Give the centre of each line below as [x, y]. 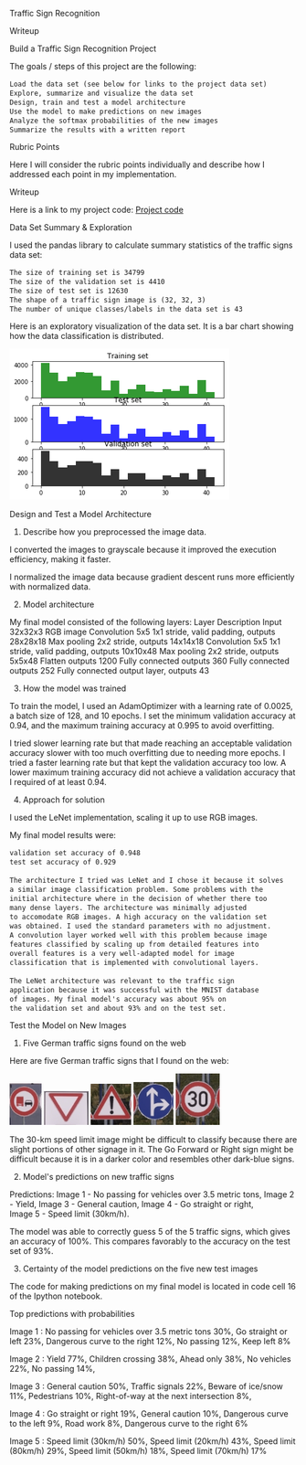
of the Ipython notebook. [56, 1296]
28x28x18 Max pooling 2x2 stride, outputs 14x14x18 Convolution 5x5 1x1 [145, 642]
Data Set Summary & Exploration [71, 227]
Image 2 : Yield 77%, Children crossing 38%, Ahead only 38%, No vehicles [150, 1359]
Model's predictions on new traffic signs [99, 1177]
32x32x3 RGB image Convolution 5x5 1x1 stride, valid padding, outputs [142, 632]
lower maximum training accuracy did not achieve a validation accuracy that [153, 772]
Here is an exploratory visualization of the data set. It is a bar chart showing [152, 326]
